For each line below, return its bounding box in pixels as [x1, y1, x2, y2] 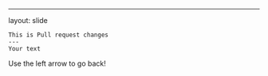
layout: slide [8, 16, 48, 25]
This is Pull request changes [8, 31, 109, 39]
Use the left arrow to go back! [8, 59, 106, 68]
